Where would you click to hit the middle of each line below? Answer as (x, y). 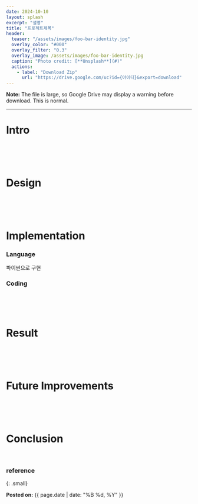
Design (24, 183)
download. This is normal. (37, 101)
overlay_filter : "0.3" (39, 50)
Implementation (46, 236)
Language (21, 254)
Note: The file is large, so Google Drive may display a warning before (90, 95)
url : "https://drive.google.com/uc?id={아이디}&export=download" (102, 77)
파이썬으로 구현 (24, 268)
